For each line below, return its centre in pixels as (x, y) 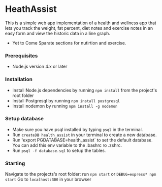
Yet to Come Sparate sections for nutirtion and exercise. (69, 43)
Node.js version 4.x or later (40, 67)
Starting (15, 163)
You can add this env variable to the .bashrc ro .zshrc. (67, 145)
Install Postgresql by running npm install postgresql (66, 100)
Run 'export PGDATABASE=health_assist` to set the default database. (82, 140)
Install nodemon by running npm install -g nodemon (65, 106)
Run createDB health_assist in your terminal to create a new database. (84, 135)
